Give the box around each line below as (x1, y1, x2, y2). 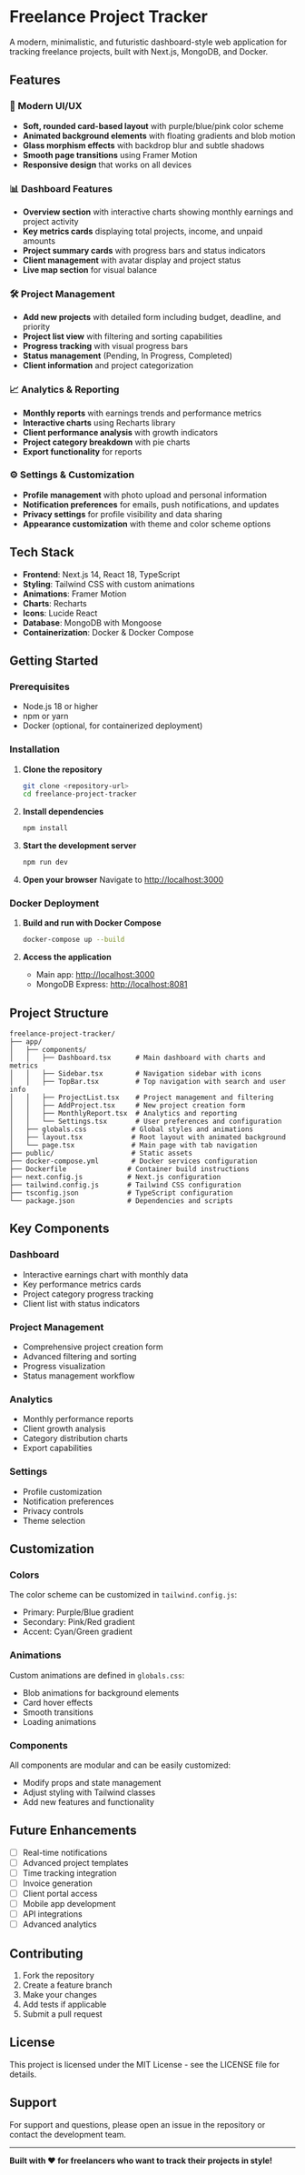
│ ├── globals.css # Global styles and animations (9, 1125, 254, 1134)
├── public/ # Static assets (9, 1148, 193, 1158)
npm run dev (22, 857, 68, 867)
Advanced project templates (22, 1857, 129, 1868)
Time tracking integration (22, 1867, 117, 1879)
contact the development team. (9, 2129, 127, 2140)
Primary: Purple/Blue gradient (22, 1607, 134, 1618)
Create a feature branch (22, 1980, 113, 1990)
